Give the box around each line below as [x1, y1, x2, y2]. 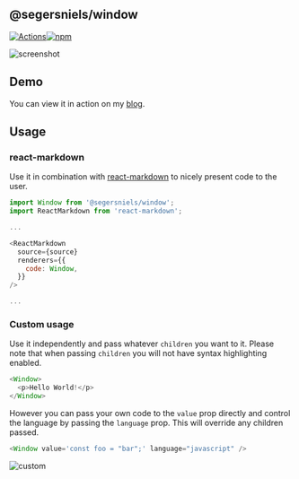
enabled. [9, 358, 42, 369]
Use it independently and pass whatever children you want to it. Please [9, 338, 275, 349]
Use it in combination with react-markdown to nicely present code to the [9, 171, 277, 182]
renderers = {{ [17, 256, 66, 265]
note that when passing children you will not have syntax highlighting [9, 348, 268, 359]
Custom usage [9, 318, 75, 330]
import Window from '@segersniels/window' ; [9, 198, 175, 207]
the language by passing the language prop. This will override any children [9, 417, 284, 428]
